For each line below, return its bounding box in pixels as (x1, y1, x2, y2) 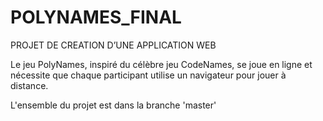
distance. (10, 79, 49, 91)
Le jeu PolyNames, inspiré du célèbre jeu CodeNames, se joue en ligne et (10, 58, 313, 70)
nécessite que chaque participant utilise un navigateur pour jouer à (10, 69, 287, 81)
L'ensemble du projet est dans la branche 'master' (10, 99, 217, 111)
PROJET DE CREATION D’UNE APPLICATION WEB (10, 39, 217, 51)
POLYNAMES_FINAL (10, 6, 182, 29)
